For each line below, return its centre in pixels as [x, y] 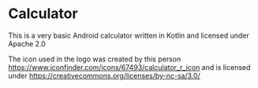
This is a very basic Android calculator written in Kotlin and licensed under [129, 35]
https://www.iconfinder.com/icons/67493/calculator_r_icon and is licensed [129, 67]
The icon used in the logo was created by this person [95, 59]
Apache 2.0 [27, 43]
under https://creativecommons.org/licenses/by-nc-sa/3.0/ [105, 75]
